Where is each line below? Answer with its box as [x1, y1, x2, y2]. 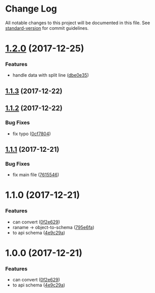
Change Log [5, 3, 57, 15]
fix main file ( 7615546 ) [12, 172, 60, 178]
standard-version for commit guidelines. [5, 25, 89, 31]
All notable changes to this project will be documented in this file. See [5, 20, 150, 26]
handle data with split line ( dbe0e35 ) [12, 72, 89, 78]
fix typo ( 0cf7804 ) [12, 131, 51, 137]
